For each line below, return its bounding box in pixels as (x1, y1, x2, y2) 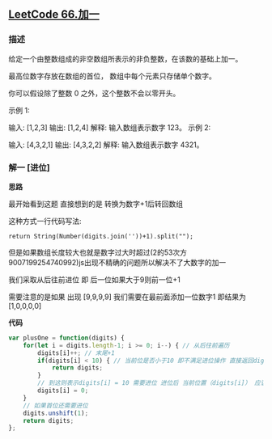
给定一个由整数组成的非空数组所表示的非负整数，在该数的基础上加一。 (8, 53, 243, 63)
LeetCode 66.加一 (8, 7, 100, 22)
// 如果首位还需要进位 (23, 401, 89, 410)
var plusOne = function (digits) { (8, 334, 125, 342)
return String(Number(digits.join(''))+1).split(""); (8, 232, 194, 240)
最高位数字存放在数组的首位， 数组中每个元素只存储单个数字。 (8, 71, 216, 81)
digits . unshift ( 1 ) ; (23, 409, 89, 417)
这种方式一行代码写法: (8, 216, 83, 226)
